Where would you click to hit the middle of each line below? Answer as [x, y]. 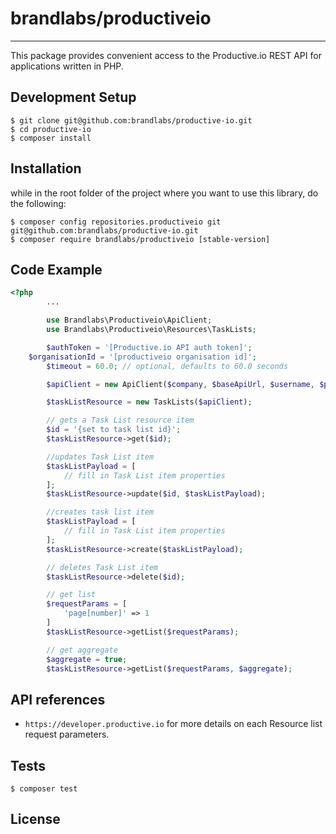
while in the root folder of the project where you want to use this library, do [164, 193]
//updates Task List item [100, 457]
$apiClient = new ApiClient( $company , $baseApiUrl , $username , [180, 384]
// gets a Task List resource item [120, 420]
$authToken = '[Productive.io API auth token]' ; [149, 347]
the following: [38, 203]
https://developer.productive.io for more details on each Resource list [173, 724]
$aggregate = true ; [87, 659]
